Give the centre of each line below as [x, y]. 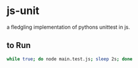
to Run [19, 45]
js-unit [23, 11]
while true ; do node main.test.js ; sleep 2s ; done [70, 59]
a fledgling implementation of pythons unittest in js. [68, 27]
